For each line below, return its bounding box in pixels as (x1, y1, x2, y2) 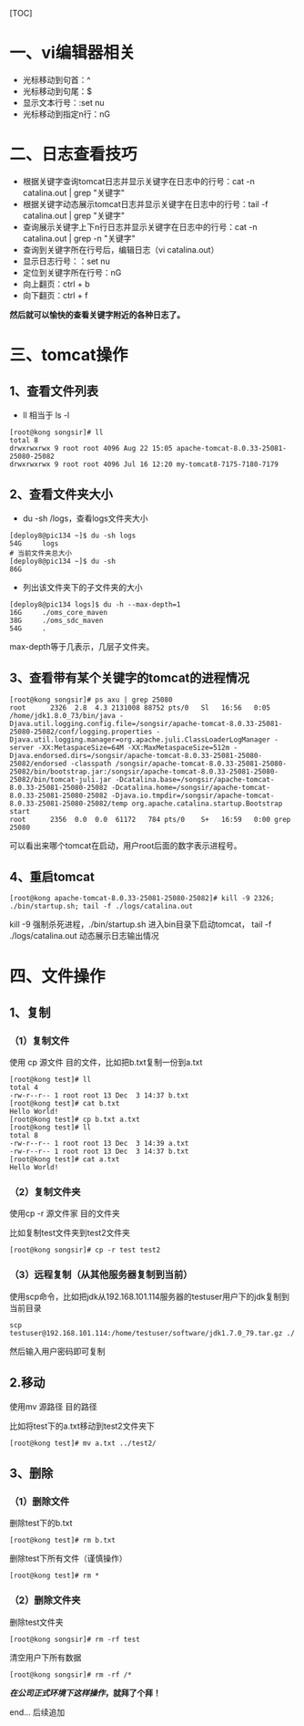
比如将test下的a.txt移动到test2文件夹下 (9, 1420, 155, 1431)
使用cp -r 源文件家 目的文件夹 (9, 1208, 121, 1219)
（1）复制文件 (9, 1035, 70, 1047)
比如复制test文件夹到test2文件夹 (9, 1227, 130, 1239)
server (9, 743, 35, 752)
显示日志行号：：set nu (22, 255, 111, 266)
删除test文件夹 (9, 1617, 64, 1627)
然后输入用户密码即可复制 (9, 1346, 106, 1357)
